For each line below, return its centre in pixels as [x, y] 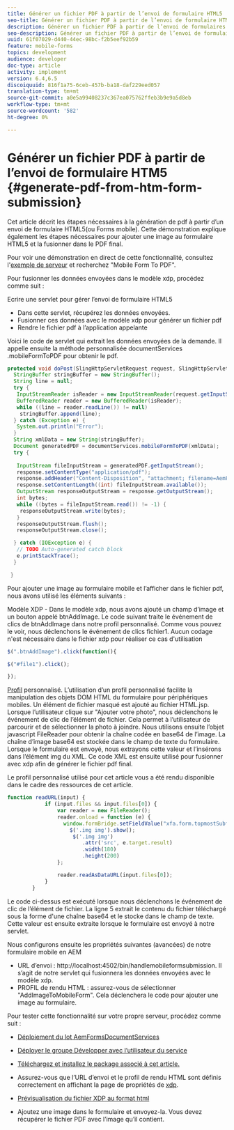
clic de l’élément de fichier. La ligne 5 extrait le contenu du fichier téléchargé [117, 908]
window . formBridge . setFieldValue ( [113, 823]
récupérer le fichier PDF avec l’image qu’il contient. [91, 1119]
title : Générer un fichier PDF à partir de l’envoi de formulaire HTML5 [115, 14]
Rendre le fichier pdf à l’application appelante [82, 327]
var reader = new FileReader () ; [104, 811]
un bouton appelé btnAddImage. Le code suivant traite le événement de [110, 617]
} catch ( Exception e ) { [49, 420]
